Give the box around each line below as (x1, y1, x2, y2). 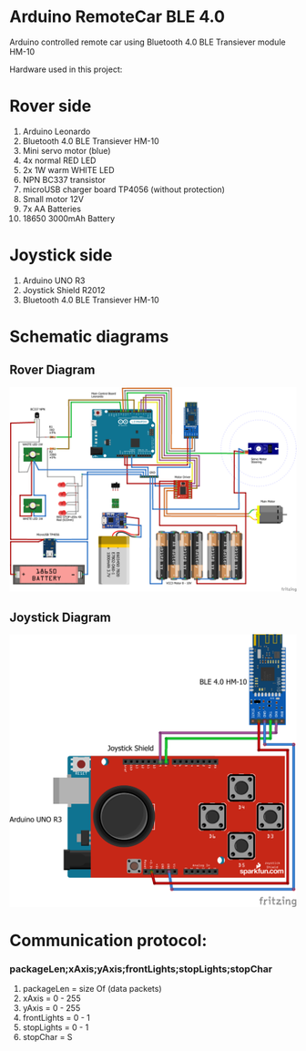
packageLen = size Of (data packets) (22, 984, 162, 995)
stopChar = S (22, 1032, 73, 1043)
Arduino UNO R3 (22, 275, 86, 286)
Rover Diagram (9, 362, 96, 378)
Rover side (9, 96, 92, 117)
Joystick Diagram (9, 609, 112, 625)
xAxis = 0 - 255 (22, 993, 81, 1004)
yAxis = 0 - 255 (22, 1003, 81, 1014)
